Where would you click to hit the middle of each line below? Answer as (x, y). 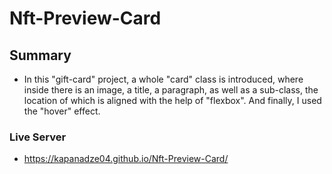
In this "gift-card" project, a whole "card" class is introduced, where (163, 79)
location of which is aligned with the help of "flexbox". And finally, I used (172, 100)
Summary (40, 55)
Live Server (38, 137)
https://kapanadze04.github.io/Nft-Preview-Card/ (126, 159)
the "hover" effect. (62, 111)
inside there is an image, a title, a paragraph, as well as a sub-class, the (171, 90)
